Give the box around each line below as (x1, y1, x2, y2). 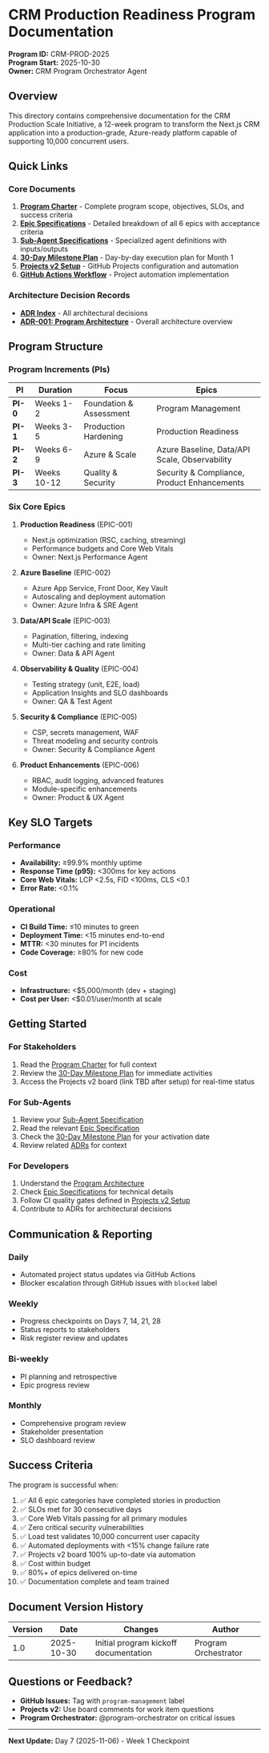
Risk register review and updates (19, 1333, 128, 1343)
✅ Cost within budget (19, 1558, 91, 1568)
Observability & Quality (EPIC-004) (19, 664, 139, 673)
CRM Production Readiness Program (8, 6, 256, 24)
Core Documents (8, 184, 76, 195)
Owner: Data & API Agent (31, 648, 115, 658)
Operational (8, 903, 56, 915)
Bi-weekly (8, 1353, 50, 1364)
